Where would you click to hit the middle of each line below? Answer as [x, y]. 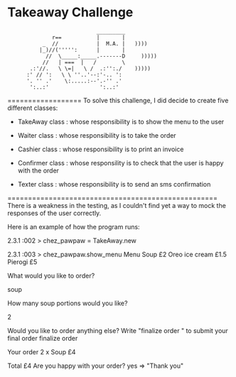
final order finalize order [43, 338]
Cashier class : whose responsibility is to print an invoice [101, 149]
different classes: [33, 108]
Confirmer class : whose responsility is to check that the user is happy [120, 163]
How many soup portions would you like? [68, 303]
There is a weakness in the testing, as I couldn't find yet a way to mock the [117, 205]
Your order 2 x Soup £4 [42, 351]
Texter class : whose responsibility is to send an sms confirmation [114, 184]
